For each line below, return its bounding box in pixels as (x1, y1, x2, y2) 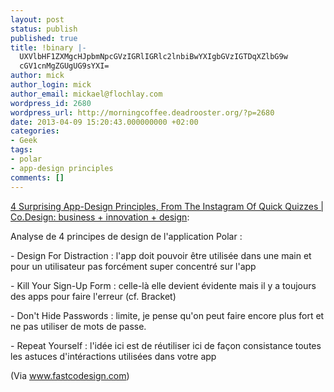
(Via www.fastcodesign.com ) (10, 369, 130, 381)
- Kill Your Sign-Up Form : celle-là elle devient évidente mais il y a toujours (10, 279, 317, 291)
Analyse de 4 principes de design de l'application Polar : (10, 230, 243, 242)
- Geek (10, 136, 38, 146)
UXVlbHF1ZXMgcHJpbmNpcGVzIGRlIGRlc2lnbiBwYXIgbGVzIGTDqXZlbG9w (19, 52, 288, 62)
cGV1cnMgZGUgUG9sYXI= (19, 61, 110, 71)
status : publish (10, 24, 78, 34)
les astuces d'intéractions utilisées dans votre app (10, 350, 217, 362)
